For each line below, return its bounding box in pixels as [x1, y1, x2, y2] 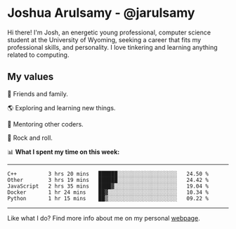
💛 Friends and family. [7, 89, 68, 98]
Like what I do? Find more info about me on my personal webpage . [7, 214, 200, 222]
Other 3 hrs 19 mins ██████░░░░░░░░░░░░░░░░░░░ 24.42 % [7, 176, 209, 183]
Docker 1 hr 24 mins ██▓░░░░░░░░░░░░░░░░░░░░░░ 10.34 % [7, 188, 209, 196]
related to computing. [7, 51, 70, 59]
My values [7, 71, 54, 83]
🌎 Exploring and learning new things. [7, 103, 116, 112]
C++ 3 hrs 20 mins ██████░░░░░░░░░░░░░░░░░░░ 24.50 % [7, 170, 209, 177]
